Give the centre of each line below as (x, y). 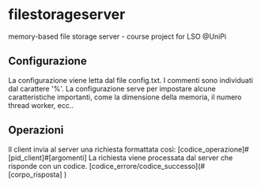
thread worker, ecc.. (41, 105)
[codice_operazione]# (213, 149)
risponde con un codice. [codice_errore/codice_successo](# (107, 166)
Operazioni (36, 131)
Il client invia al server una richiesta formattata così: (92, 149)
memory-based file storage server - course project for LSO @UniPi (117, 36)
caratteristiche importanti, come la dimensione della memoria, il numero (125, 97)
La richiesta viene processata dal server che (161, 157)
